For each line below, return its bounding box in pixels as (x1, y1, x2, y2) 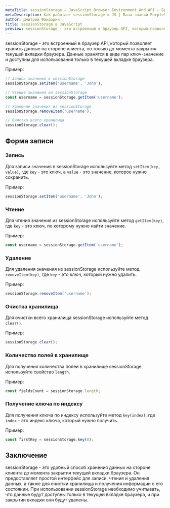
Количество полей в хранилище (5, 352, 89, 359)
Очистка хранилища (5, 303, 59, 310)
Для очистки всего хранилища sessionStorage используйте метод (5, 314, 148, 321)
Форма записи (5, 137, 54, 145)
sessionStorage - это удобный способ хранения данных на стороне (5, 464, 151, 470)
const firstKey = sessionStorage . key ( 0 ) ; (5, 437, 94, 442)
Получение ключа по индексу (5, 400, 83, 407)
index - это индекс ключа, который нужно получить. (5, 417, 118, 423)
